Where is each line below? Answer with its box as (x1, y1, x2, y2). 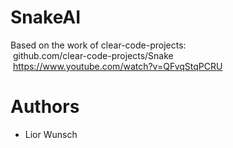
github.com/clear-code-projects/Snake (12, 49, 174, 61)
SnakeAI (10, 6, 82, 29)
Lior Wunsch (24, 128, 78, 140)
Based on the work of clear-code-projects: (10, 39, 187, 51)
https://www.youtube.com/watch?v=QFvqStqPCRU (12, 60, 223, 72)
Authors (10, 96, 80, 118)
